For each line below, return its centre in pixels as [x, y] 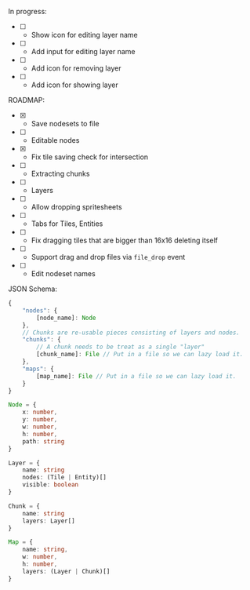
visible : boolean [51, 485]
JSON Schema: [33, 289]
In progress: [27, 11]
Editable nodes [55, 140]
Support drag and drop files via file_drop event [108, 257]
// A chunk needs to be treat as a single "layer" [121, 347]
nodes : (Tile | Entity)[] [65, 478]
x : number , [40, 412]
